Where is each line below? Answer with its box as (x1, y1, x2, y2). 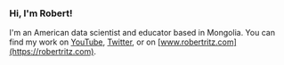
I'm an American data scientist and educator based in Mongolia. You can (9, 28, 276, 38)
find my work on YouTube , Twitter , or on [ (9, 37, 161, 47)
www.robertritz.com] (159, 37, 238, 47)
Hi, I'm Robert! (9, 7, 73, 20)
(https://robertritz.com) (9, 46, 94, 57)
